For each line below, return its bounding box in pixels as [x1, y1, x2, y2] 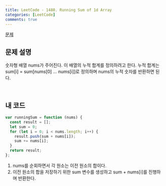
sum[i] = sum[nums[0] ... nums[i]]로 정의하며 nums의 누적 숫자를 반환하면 [5, 69, 154, 75]
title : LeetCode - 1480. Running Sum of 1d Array [5, 7, 112, 13]
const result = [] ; [10, 119, 51, 125]
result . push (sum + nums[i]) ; [14, 134, 76, 139]
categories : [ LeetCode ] [5, 12, 56, 17]
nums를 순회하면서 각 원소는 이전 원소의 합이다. [12, 162, 107, 168]
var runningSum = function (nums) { [5, 115, 82, 120]
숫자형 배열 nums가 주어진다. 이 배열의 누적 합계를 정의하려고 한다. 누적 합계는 [5, 62, 159, 69]
